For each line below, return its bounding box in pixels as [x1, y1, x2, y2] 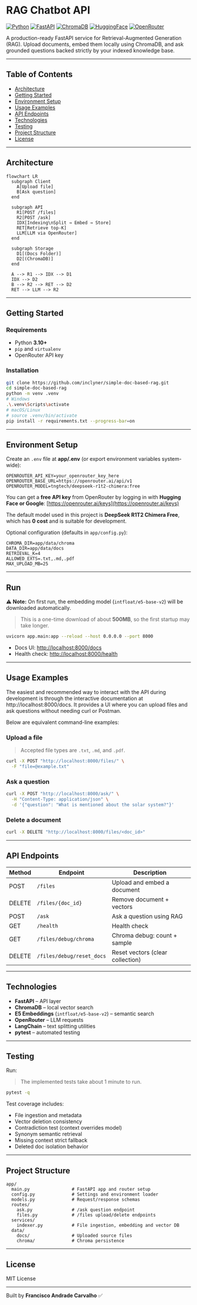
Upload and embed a [111, 878, 169, 886]
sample [111, 938, 132, 947]
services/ [11, 1217, 35, 1223]
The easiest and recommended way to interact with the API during [6, 688, 166, 695]
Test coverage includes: [6, 1100, 64, 1107]
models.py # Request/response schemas [11, 1197, 141, 1203]
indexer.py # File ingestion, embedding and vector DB [16, 1223, 180, 1228]
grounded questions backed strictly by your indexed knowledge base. [6, 47, 175, 54]
